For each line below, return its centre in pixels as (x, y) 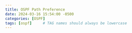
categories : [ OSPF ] (25, 18)
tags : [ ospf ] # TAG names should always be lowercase (66, 23)
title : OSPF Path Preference (35, 9)
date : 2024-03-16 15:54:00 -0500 (40, 14)
